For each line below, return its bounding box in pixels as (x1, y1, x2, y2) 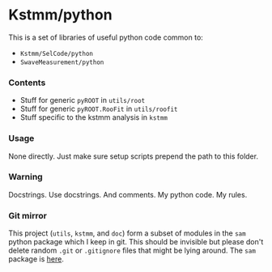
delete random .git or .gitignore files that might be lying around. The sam (8, 245, 257, 256)
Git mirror (8, 210, 47, 221)
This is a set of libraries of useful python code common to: (8, 32, 204, 42)
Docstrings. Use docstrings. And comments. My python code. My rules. (8, 189, 248, 199)
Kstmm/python (8, 6, 113, 24)
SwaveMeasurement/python (19, 58, 104, 66)
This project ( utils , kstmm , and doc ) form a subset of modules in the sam (8, 228, 246, 238)
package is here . (8, 254, 65, 264)
